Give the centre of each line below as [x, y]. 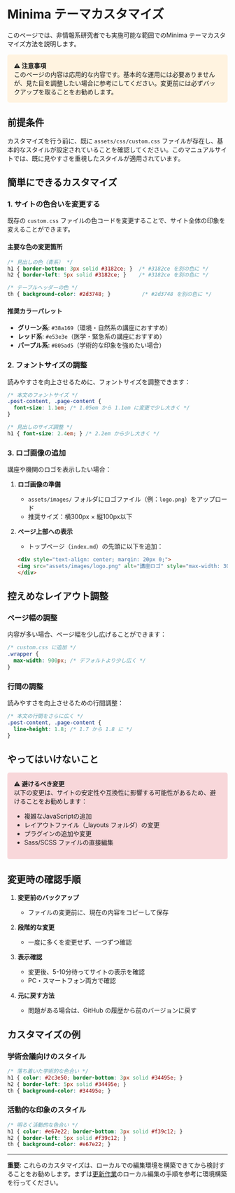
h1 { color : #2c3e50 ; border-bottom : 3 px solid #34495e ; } [95, 1078]
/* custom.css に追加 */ [42, 648]
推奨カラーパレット [35, 311]
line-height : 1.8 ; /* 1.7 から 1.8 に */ [73, 729]
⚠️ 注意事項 [30, 65]
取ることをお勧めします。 [81, 92]
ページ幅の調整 [33, 618]
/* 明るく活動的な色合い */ [43, 1125]
